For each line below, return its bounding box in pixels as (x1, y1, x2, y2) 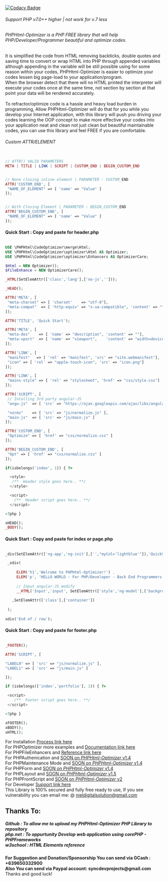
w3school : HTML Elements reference (5, 842, 85, 848)
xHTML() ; (5, 730, 23, 735)
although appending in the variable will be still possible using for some (5, 63, 150, 69)
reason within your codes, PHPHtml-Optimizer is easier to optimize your (5, 68, 153, 75)
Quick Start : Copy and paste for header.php (5, 229, 99, 236)
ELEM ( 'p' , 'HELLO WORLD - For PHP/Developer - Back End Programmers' (16, 575, 164, 580)
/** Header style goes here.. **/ (11, 479, 86, 484)
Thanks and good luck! (5, 870, 52, 876)
